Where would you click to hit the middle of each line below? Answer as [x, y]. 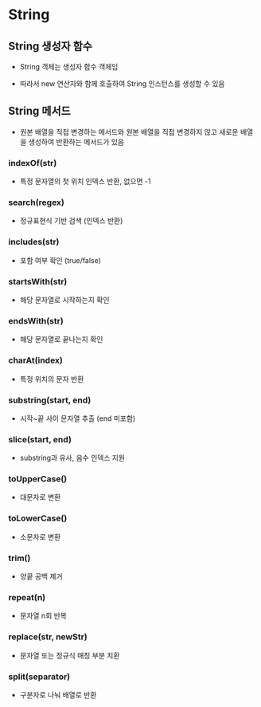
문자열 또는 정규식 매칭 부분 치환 [70, 655]
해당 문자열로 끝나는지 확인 [61, 340]
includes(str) [34, 242]
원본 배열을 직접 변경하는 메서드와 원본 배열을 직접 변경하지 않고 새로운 [129, 132]
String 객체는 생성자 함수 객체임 [69, 67]
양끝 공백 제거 [41, 576]
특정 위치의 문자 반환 [52, 379]
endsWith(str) [36, 320]
